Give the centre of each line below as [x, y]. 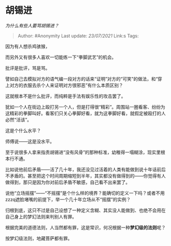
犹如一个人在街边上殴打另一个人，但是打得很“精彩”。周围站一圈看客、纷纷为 [85, 107]
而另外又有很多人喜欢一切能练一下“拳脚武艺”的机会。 [61, 57]
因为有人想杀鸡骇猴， [27, 46]
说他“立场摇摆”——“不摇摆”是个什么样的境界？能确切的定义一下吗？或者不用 [85, 193]
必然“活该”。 [19, 119]
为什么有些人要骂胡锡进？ [32, 26]
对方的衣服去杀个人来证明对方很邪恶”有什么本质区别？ [66, 85]
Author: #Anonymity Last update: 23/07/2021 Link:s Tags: [78, 36]
